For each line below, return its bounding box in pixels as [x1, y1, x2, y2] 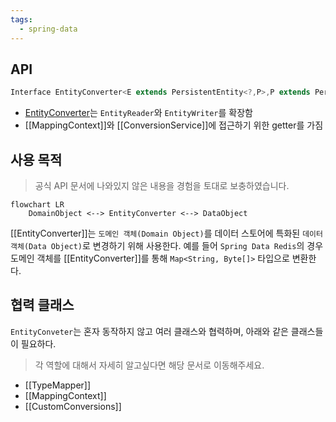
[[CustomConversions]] [24, 400, 122, 412]
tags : [10, 14, 33, 25]
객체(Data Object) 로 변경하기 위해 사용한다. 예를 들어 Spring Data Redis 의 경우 [10, 240, 324, 251]
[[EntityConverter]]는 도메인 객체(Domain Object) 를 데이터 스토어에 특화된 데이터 [10, 227, 323, 239]
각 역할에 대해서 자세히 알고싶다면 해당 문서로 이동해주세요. [34, 359, 265, 371]
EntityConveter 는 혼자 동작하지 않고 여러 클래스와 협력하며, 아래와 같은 [10, 325, 289, 337]
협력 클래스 [10, 297, 75, 314]
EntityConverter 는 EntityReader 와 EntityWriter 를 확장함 [24, 107, 253, 119]
